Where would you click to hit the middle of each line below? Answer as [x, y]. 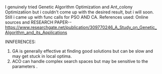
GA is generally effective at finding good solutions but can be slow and [82, 51]
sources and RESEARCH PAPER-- [38, 22]
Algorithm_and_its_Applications [36, 32]
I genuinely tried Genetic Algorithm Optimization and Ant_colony [69, 7]
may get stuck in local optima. [42, 56]
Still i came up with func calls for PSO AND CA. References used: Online [77, 17]
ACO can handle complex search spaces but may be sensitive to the [80, 61]
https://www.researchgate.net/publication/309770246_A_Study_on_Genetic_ [81, 27]
